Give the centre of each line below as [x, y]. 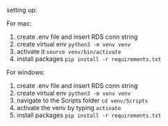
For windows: [26, 72]
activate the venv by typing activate [69, 108]
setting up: [22, 10]
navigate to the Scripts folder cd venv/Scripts [82, 100]
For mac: [19, 23]
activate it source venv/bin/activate [69, 52]
